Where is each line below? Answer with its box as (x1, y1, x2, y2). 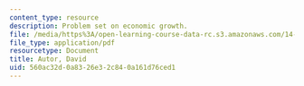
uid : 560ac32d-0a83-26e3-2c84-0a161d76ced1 (9, 64, 176, 73)
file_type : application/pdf (9, 38, 116, 47)
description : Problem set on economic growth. (9, 21, 188, 30)
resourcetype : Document (9, 47, 100, 56)
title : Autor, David (9, 55, 88, 64)
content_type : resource (9, 13, 100, 22)
